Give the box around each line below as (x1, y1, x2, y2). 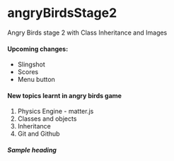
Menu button (17, 76, 55, 84)
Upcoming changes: (7, 44, 69, 53)
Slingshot (17, 60, 46, 68)
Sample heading (7, 145, 57, 154)
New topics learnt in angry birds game (7, 91, 122, 100)
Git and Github (17, 129, 60, 138)
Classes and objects (17, 114, 77, 123)
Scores (17, 68, 39, 76)
